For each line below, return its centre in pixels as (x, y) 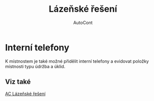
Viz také (18, 82)
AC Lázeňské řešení (25, 94)
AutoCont (83, 23)
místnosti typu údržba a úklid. (35, 66)
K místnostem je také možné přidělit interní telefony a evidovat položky (77, 61)
